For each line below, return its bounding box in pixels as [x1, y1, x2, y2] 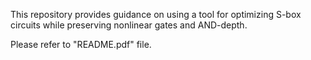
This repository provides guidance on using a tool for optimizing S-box [10, 9, 302, 20]
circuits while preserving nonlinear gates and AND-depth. [10, 19, 248, 31]
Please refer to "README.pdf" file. [10, 39, 152, 50]
